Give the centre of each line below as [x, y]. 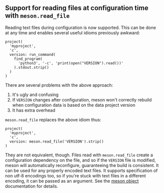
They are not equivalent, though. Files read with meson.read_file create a [79, 155]
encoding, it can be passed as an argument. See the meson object [72, 181]
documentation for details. [32, 186]
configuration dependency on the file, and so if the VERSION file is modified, [81, 160]
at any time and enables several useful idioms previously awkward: [73, 33]
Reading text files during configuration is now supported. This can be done [81, 27]
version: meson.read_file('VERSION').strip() [57, 142]
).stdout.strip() [32, 67]
